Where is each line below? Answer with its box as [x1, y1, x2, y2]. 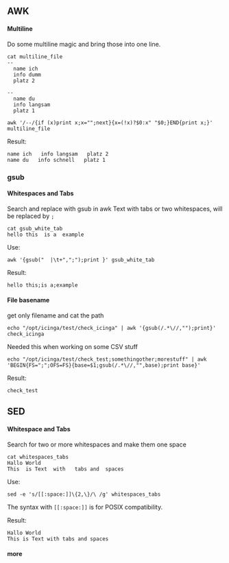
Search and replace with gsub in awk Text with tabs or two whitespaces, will [7, 204, 223, 213]
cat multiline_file [7, 53, 63, 60]
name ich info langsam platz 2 [7, 150, 109, 157]
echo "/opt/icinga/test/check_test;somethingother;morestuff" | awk [7, 356, 207, 363]
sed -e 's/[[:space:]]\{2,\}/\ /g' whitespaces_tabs [7, 490, 161, 498]
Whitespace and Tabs [7, 424, 71, 433]
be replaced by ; [7, 212, 55, 220]
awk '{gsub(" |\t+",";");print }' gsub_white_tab [7, 256, 155, 263]
